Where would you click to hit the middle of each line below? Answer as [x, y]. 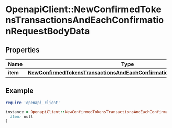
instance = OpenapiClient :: [35, 112]
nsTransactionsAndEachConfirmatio [85, 20]
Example [19, 91]
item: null [21, 117]
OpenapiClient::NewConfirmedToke [83, 9]
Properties [23, 50]
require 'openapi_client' [33, 103]
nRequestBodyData [48, 31]
